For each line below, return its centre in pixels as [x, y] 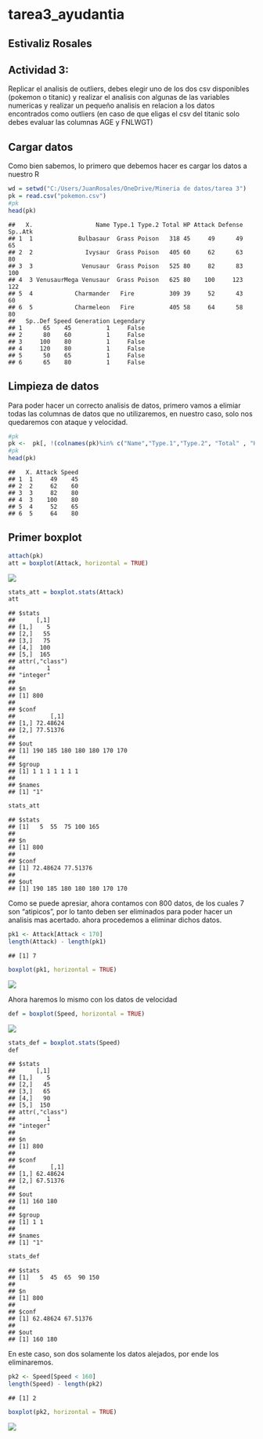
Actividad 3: [38, 70]
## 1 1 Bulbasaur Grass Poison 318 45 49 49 [126, 238]
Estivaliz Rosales [50, 44]
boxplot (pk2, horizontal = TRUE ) [63, 1412]
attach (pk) [26, 555]
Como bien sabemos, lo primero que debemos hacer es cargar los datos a [128, 166]
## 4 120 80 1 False [77, 348]
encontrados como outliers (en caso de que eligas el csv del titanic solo [124, 114]
